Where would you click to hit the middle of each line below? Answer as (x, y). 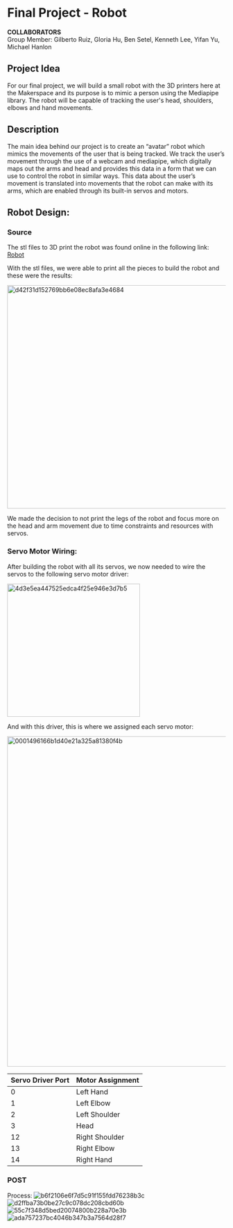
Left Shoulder (98, 1114)
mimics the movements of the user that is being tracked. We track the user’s (116, 154)
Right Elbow (95, 1148)
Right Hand (94, 1159)
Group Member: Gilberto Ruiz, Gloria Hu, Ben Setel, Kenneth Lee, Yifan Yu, (113, 39)
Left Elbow (93, 1103)
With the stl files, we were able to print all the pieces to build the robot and (113, 268)
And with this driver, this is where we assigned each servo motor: (101, 726)
